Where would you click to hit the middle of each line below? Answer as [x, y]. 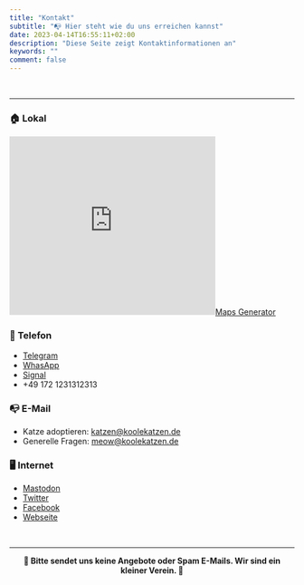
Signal [34, 375]
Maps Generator [246, 312]
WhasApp [41, 365]
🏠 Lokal [28, 118]
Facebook [41, 508]
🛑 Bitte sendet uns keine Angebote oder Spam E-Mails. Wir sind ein [152, 561]
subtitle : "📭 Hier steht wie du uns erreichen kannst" [116, 26]
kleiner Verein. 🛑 [152, 570]
